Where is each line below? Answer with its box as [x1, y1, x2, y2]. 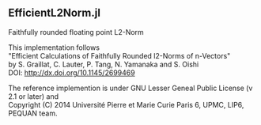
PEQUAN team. [8, 108, 58, 118]
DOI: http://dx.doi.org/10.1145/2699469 [8, 67, 136, 78]
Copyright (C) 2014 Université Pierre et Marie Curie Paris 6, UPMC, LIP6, [8, 100, 244, 109]
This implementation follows [8, 43, 100, 52]
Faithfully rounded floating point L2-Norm [8, 27, 144, 36]
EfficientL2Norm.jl [8, 6, 101, 20]
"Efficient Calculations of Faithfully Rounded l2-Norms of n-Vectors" [8, 51, 231, 60]
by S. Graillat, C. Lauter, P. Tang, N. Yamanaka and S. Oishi [8, 59, 199, 69]
